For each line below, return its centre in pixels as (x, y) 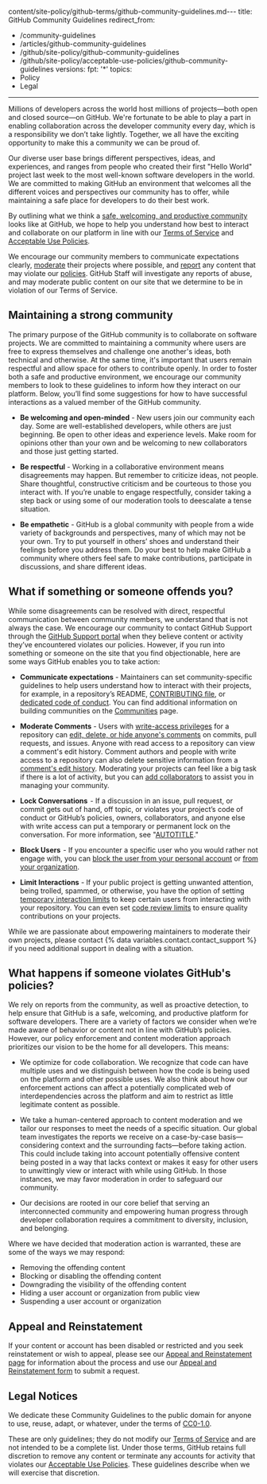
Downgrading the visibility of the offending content (103, 1284)
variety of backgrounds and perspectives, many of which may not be (133, 533)
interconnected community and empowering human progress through (134, 1211)
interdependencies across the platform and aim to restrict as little (126, 1096)
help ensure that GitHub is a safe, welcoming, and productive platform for (128, 1013)
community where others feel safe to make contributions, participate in (136, 558)
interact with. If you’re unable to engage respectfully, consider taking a (135, 491)
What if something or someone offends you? (121, 592)
